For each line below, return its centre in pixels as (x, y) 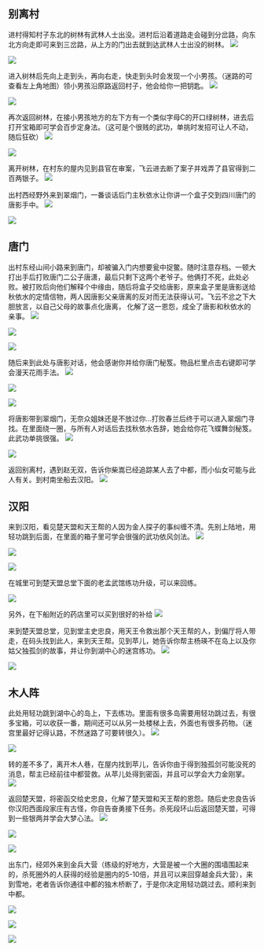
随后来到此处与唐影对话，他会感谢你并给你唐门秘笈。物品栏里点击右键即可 (128, 362)
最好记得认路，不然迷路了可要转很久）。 (85, 733)
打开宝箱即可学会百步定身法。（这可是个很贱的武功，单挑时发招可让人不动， (130, 127)
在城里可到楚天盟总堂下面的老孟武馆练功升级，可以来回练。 (104, 583)
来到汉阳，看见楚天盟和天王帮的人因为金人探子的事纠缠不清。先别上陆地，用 (132, 527)
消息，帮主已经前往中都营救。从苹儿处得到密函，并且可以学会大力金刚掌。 (128, 774)
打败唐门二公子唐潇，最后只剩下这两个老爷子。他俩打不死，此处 (138, 277)
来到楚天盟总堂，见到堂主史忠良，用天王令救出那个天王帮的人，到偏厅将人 (128, 631)
